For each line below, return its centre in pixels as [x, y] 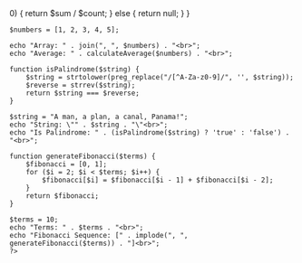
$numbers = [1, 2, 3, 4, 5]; [64, 30]
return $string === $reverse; [83, 93]
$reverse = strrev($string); [81, 85]
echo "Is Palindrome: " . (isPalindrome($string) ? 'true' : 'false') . [150, 133]
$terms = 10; [34, 220]
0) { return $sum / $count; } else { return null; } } [100, 13]
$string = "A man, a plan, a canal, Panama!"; [99, 117]
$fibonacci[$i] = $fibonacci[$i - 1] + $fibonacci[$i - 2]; [158, 180]
